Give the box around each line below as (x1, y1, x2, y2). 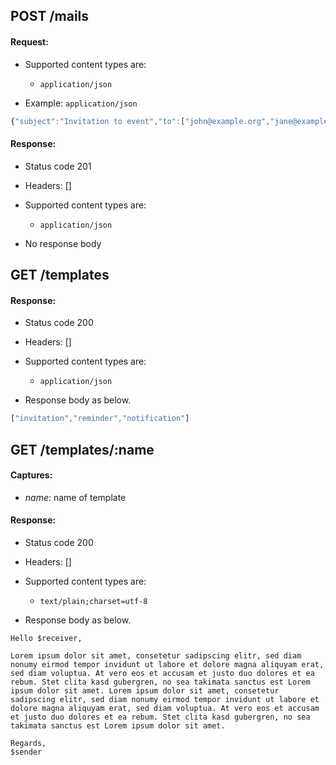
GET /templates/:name (10, 441, 155, 458)
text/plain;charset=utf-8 (39, 596, 148, 606)
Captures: (10, 469, 53, 481)
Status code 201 (24, 160, 92, 172)
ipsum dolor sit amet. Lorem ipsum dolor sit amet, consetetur (10, 685, 280, 696)
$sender (10, 747, 43, 757)
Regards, (10, 738, 47, 748)
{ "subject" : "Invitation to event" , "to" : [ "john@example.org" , (10, 116, 271, 126)
